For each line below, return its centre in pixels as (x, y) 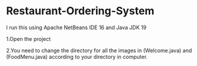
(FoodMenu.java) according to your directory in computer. (77, 56)
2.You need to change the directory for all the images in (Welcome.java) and (99, 50)
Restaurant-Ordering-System (80, 11)
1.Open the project (28, 39)
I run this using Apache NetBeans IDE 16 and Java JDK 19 (76, 27)
